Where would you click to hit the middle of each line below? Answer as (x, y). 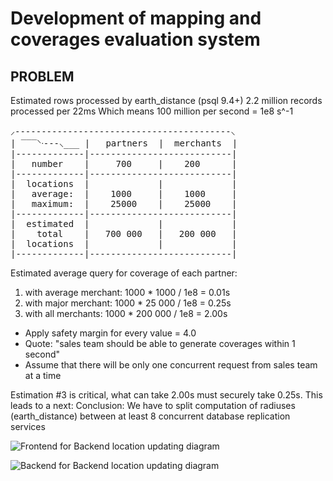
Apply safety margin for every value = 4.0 (110, 333)
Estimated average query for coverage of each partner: (124, 273)
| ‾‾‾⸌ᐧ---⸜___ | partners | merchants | (124, 143)
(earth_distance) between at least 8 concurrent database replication (150, 416)
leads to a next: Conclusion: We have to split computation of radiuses (153, 405)
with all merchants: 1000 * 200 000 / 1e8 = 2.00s (126, 313)
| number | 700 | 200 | (124, 163)
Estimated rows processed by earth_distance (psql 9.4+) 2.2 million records (166, 100)
